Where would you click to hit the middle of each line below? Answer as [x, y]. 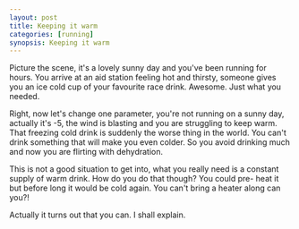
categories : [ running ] [51, 34]
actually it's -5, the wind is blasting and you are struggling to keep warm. [143, 123]
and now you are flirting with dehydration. [86, 152]
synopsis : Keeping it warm [60, 42]
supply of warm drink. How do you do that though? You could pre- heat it [144, 179]
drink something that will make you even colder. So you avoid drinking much [150, 142]
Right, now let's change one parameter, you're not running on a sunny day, [147, 114]
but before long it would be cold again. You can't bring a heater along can [145, 188]
